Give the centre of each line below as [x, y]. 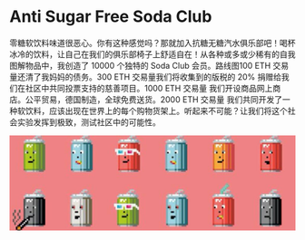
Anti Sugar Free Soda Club [111, 17]
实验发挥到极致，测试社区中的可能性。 [89, 122]
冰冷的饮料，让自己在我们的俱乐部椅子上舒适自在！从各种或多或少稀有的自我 [152, 54]
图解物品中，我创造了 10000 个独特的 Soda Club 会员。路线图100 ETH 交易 [149, 65]
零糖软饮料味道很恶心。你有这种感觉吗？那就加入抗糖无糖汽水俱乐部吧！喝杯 [152, 43]
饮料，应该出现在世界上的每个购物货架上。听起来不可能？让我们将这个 [156, 110]
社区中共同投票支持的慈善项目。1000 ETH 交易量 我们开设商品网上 [149, 88]
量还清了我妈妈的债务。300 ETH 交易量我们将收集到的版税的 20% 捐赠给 [146, 77]
